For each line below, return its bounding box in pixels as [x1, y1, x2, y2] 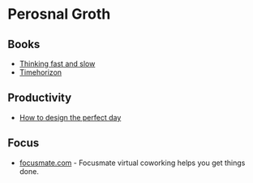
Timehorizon [19, 68, 62, 77]
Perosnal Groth [7, 5, 111, 24]
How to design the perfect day [19, 112, 122, 122]
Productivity [7, 91, 72, 105]
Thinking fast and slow [19, 59, 96, 68]
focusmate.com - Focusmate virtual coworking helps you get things [19, 158, 246, 168]
